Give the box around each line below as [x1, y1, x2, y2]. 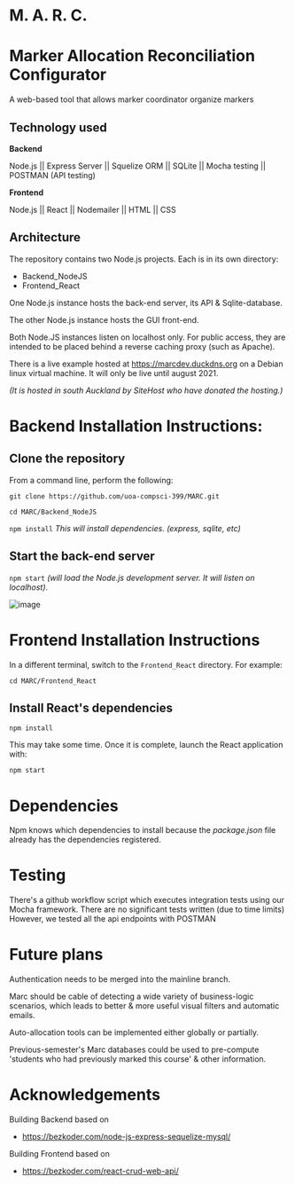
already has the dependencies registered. [9, 835, 161, 845]
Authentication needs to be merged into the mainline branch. [9, 974, 231, 985]
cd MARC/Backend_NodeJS [9, 507, 97, 516]
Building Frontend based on [9, 1149, 111, 1159]
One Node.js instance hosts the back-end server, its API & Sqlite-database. [9, 297, 283, 308]
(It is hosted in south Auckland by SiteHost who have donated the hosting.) [9, 385, 283, 396]
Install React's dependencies [9, 700, 173, 715]
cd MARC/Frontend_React [9, 676, 97, 686]
